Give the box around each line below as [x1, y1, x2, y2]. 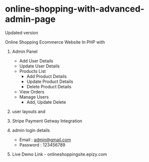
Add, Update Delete [26, 99, 66, 105]
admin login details [12, 127, 50, 133]
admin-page [5, 14, 56, 25]
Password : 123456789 [19, 142, 66, 147]
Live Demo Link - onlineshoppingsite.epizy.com [12, 151, 107, 157]
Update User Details [19, 63, 60, 69]
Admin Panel [12, 49, 38, 54]
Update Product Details [26, 79, 74, 84]
